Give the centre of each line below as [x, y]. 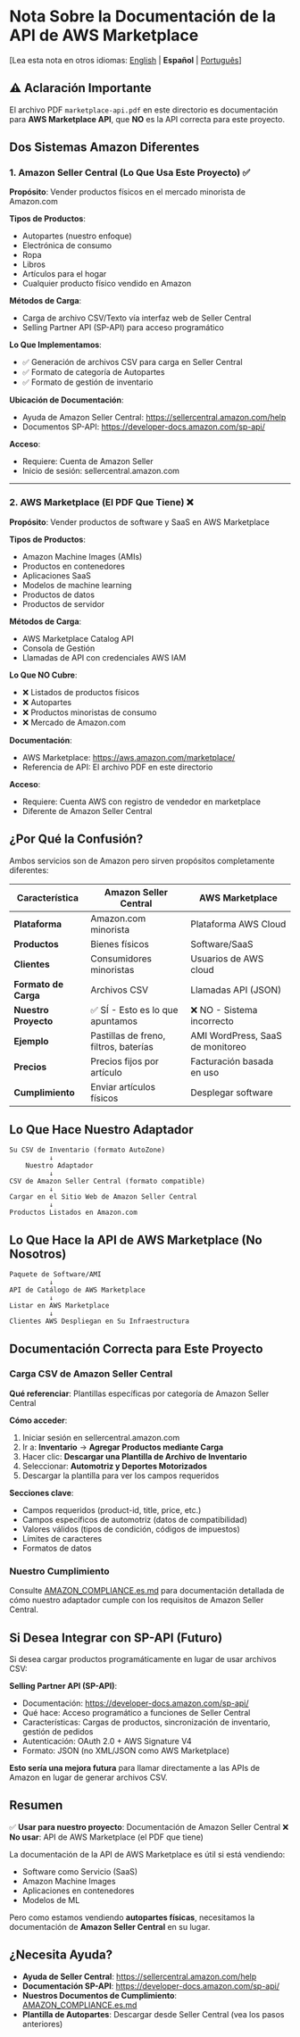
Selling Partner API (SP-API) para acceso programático [123, 328]
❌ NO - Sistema [224, 1010]
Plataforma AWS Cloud [238, 924]
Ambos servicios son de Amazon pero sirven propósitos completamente [142, 861]
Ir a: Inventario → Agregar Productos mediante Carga [123, 1447]
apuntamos [114, 1021]
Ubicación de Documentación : [67, 400]
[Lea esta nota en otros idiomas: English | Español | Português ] [126, 60]
